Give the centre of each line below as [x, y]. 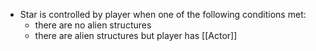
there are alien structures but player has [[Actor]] [136, 35]
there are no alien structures [93, 25]
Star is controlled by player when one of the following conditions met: [163, 14]
